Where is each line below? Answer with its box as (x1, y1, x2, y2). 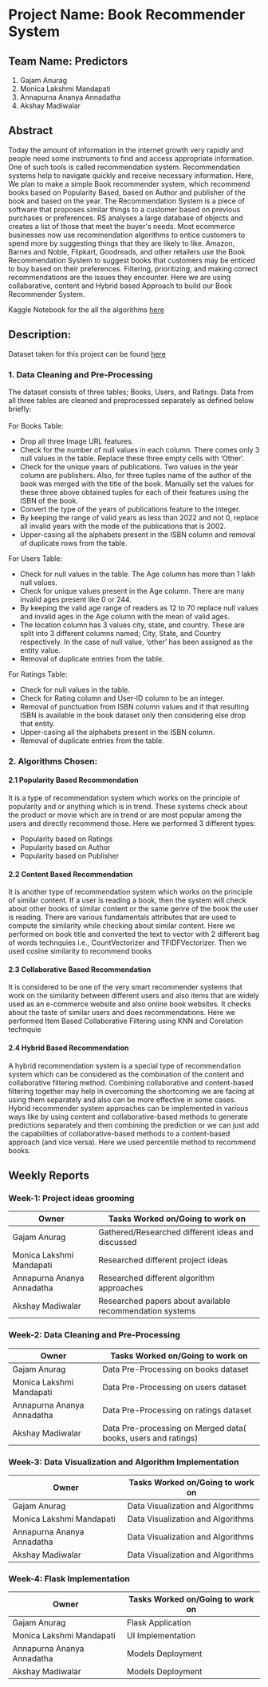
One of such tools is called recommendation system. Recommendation (8, 162, 241, 172)
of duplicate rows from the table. (19, 538, 128, 547)
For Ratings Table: (8, 669, 68, 679)
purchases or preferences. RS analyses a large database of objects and (8, 213, 243, 223)
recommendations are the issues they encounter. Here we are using (8, 272, 231, 282)
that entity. (19, 718, 56, 728)
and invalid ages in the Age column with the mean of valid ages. (19, 611, 230, 621)
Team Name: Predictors (8, 54, 128, 68)
